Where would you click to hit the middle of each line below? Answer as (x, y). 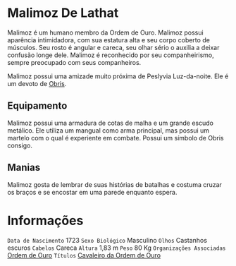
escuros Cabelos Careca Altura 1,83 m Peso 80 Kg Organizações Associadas (117, 248)
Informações (45, 220)
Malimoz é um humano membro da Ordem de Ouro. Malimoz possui (105, 32)
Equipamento (37, 106)
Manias (24, 168)
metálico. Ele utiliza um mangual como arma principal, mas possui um (108, 130)
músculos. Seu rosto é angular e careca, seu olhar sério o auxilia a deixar (113, 47)
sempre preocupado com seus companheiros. (74, 62)
